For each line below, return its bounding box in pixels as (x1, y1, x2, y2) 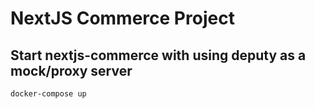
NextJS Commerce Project (10, 7, 235, 30)
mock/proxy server (10, 62, 133, 79)
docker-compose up (10, 89, 87, 99)
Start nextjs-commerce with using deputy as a (10, 47, 307, 64)
